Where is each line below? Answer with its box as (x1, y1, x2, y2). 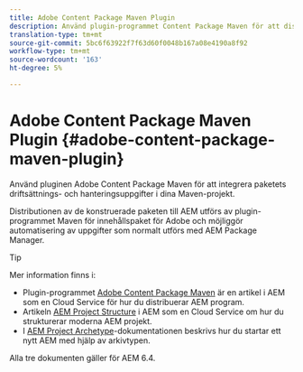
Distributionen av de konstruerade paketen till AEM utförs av (9, 205, 233, 217)
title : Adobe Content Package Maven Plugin (9, 13, 176, 23)
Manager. (9, 234, 45, 245)
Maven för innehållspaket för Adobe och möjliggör (57, 215, 243, 226)
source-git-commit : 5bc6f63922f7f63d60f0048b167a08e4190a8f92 (9, 38, 248, 48)
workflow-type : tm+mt (9, 47, 91, 56)
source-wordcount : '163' (9, 55, 103, 64)
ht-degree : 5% (9, 64, 63, 73)
